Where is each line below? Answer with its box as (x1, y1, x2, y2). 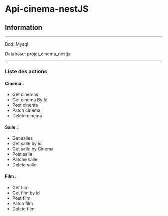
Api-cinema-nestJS (5, 3, 89, 15)
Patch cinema (12, 107, 41, 113)
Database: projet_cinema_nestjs (5, 51, 71, 57)
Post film (12, 195, 31, 201)
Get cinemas (12, 91, 39, 98)
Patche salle (12, 156, 38, 163)
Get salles (12, 135, 33, 141)
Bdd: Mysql (5, 41, 29, 47)
